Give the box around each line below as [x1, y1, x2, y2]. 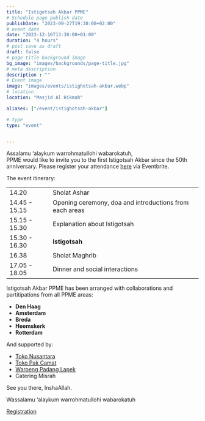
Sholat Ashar [52, 188, 90, 197]
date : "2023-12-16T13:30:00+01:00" [6, 32, 97, 38]
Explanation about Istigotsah [52, 220, 134, 229]
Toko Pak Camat [15, 359, 57, 366]
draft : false [6, 49, 40, 55]
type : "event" [6, 122, 43, 129]
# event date [6, 26, 40, 32]
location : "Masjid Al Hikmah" [6, 94, 84, 101]
